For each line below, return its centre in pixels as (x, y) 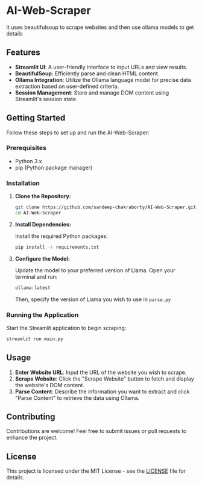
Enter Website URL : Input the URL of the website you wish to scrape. (101, 372)
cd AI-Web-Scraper (38, 213)
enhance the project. (32, 438)
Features (23, 53)
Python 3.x (28, 161)
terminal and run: (36, 276)
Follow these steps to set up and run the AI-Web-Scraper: (78, 132)
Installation (23, 183)
